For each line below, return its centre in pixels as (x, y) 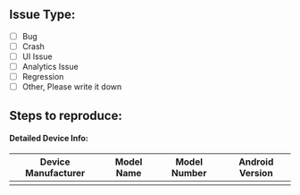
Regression (43, 77)
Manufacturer (55, 173)
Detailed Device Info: (49, 139)
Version (257, 173)
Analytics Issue (50, 67)
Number (189, 173)
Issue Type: (42, 15)
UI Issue (37, 56)
